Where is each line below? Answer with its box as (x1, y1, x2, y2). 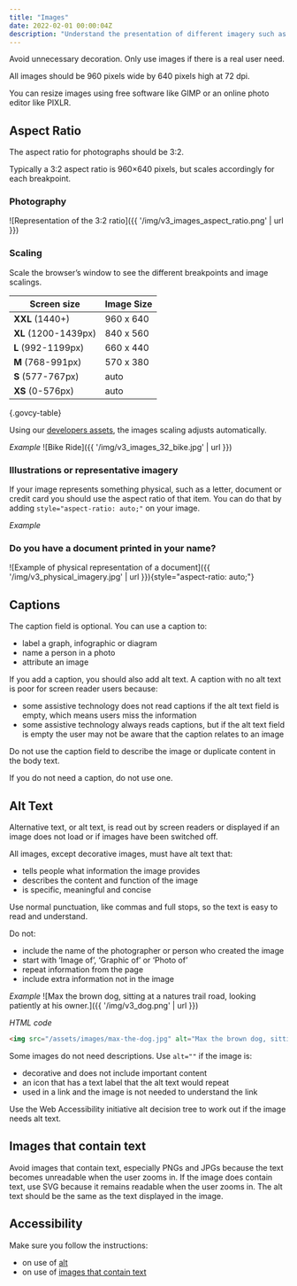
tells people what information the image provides (21, 866, 201, 876)
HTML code (9, 1017, 52, 1028)
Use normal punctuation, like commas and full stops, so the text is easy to (9, 901, 278, 912)
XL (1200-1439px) (13, 327, 97, 339)
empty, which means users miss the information (21, 710, 197, 721)
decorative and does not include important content (21, 1067, 208, 1078)
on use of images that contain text (21, 1267, 148, 1277)
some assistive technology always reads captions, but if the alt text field (21, 720, 286, 730)
